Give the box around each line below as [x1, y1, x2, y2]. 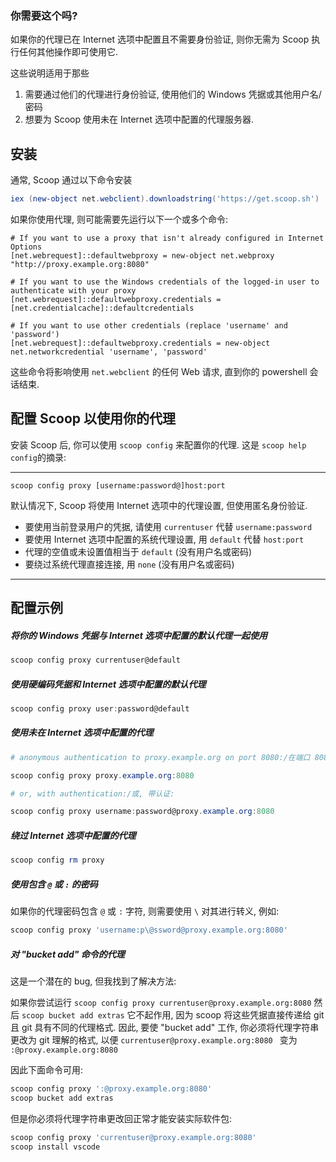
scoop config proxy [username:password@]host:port [10, 480, 226, 491]
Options [10, 242, 43, 252]
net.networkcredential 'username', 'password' [10, 347, 208, 357]
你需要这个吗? [10, 8, 78, 22]
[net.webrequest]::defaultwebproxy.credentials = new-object [10, 338, 271, 348]
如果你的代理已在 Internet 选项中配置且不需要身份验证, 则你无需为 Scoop [10, 33, 310, 46]
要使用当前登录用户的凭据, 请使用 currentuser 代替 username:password [24, 520, 313, 532]
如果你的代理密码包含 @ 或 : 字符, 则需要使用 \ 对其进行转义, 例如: [10, 905, 280, 917]
